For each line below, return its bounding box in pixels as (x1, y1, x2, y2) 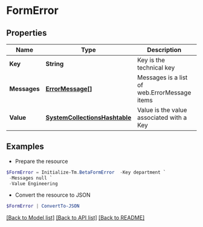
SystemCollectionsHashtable (45, 113, 132, 122)
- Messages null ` (8, 175, 53, 181)
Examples (6, 142, 44, 152)
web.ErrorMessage (137, 88, 192, 97)
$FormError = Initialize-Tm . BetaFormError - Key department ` (6, 169, 166, 176)
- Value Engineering (8, 180, 59, 186)
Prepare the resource (14, 157, 68, 165)
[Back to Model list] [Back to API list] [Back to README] (6, 214, 145, 222)
